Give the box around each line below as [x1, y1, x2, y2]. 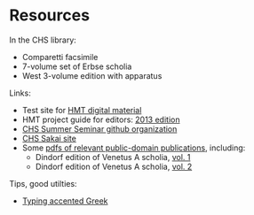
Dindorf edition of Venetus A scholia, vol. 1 [35, 151, 191, 162]
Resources [9, 5, 91, 26]
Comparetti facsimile [21, 51, 99, 62]
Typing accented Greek [21, 196, 108, 206]
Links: [9, 88, 31, 98]
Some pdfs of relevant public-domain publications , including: [21, 142, 246, 153]
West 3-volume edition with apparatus [21, 70, 163, 81]
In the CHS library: [9, 35, 77, 45]
